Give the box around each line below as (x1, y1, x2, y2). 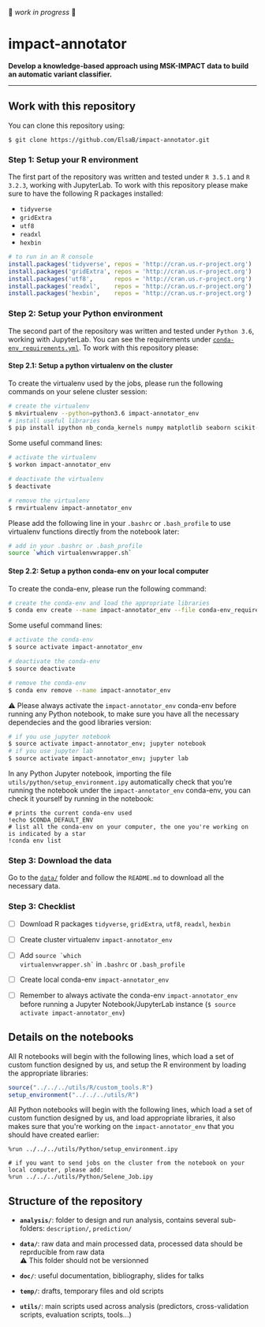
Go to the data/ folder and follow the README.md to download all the (8, 873, 225, 882)
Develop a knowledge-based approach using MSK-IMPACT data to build (8, 61, 249, 70)
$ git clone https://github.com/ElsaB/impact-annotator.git (8, 136, 211, 144)
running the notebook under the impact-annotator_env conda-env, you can (8, 785, 251, 795)
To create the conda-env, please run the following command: (8, 583, 207, 593)
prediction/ (92, 1225, 132, 1233)
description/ (46, 1225, 89, 1233)
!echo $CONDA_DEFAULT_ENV (8, 816, 93, 824)
